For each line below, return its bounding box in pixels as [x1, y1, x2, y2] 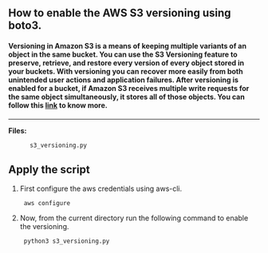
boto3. [8, 19, 42, 33]
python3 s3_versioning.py [23, 237, 110, 246]
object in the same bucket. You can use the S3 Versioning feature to [8, 49, 238, 59]
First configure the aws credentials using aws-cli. [19, 184, 183, 194]
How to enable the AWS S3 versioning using [8, 6, 231, 20]
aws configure [23, 200, 71, 208]
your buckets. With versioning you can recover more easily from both [8, 66, 243, 76]
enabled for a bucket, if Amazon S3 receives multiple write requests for [8, 83, 250, 93]
